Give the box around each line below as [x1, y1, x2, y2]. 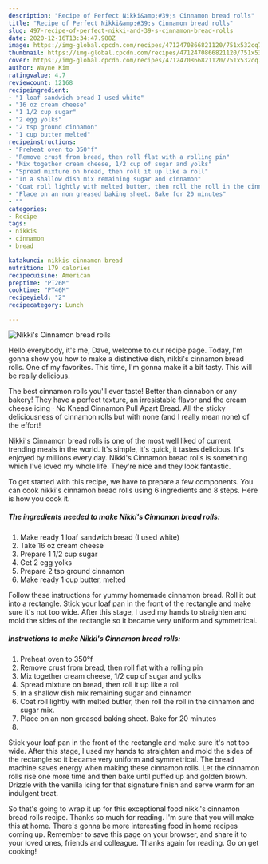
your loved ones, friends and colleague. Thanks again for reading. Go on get [8, 838, 259, 847]
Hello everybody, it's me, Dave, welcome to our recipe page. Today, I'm [8, 345, 243, 355]
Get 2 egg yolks [19, 557, 73, 567]
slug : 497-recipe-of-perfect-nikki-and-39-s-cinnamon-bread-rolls [8, 26, 234, 34]
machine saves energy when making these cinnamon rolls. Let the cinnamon [8, 762, 260, 772]
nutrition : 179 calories [8, 264, 91, 272]
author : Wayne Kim [8, 64, 69, 72]
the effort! [8, 420, 41, 430]
